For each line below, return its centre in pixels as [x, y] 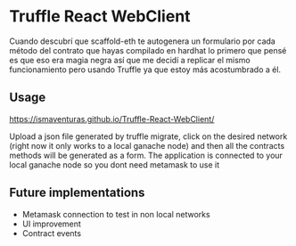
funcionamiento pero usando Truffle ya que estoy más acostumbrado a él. [145, 70]
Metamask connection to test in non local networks [116, 214]
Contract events [52, 233]
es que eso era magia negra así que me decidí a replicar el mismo [130, 60]
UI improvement [52, 224]
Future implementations [77, 193]
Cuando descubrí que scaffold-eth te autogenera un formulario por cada [143, 41]
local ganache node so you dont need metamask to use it [115, 164]
